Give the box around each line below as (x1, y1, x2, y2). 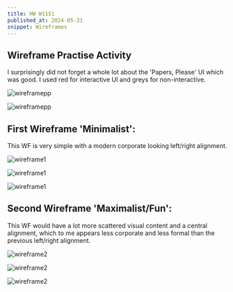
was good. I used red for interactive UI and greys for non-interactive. (7, 75, 206, 84)
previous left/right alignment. (7, 236, 91, 244)
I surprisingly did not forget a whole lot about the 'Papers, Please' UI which (7, 68, 224, 77)
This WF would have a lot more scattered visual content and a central (7, 221, 208, 230)
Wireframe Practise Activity (7, 49, 132, 61)
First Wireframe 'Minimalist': (7, 123, 135, 135)
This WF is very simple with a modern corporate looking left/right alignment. (7, 142, 227, 150)
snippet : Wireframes (7, 23, 68, 30)
